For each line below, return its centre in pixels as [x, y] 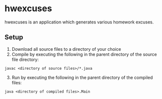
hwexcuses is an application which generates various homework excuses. [79, 22]
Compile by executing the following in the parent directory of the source [84, 54]
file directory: [25, 59]
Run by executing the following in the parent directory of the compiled [82, 77]
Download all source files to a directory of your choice [66, 49]
